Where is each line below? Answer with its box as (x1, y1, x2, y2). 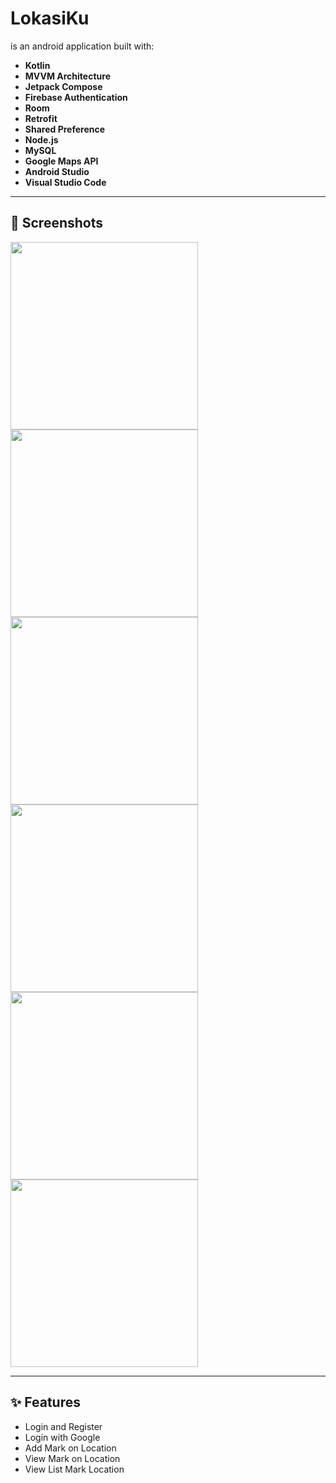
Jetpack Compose (24, 80, 103, 92)
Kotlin (24, 59, 51, 71)
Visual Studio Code (24, 176, 107, 188)
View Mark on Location (24, 1452, 121, 1464)
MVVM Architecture (24, 70, 111, 82)
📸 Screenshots (10, 215, 104, 232)
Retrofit (24, 112, 58, 124)
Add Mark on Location (24, 1442, 117, 1454)
